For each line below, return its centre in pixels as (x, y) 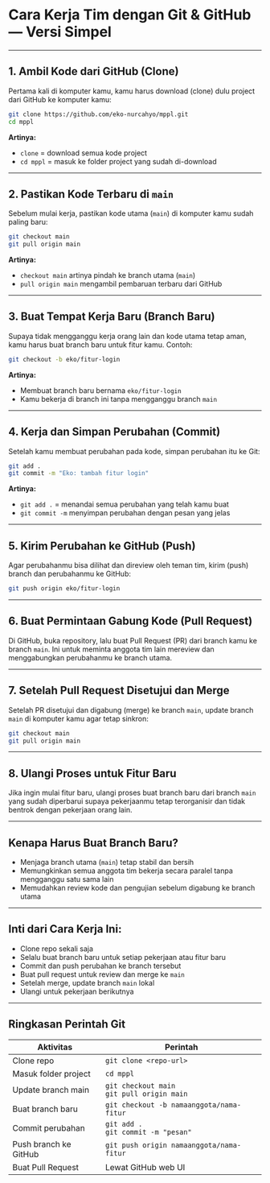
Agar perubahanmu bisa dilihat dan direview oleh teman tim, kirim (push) (129, 565)
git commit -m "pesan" (149, 1132)
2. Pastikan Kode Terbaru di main (91, 194)
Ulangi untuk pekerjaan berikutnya (77, 991)
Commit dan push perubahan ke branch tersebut (100, 966)
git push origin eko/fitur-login (64, 589)
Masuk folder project (51, 1073)
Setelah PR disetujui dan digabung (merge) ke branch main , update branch (131, 709)
